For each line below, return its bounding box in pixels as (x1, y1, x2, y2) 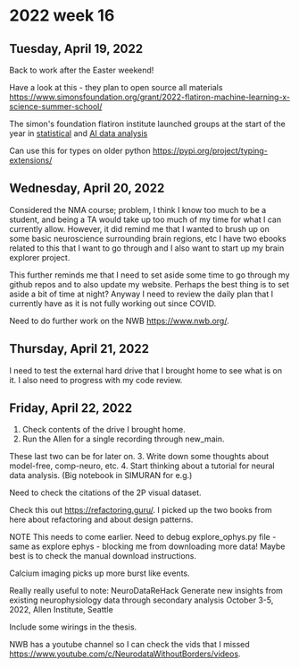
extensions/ (9, 155, 53, 166)
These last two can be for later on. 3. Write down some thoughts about (9, 451, 270, 462)
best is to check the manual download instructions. (9, 551, 196, 561)
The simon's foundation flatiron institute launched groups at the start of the (9, 118, 286, 129)
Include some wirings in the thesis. (9, 621, 137, 632)
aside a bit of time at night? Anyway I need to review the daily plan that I (9, 288, 274, 299)
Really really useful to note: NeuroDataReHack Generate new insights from (9, 586, 284, 596)
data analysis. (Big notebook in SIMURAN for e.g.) (9, 470, 193, 481)
